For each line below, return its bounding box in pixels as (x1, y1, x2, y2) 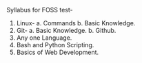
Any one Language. (16, 34, 72, 42)
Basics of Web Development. (16, 48, 99, 56)
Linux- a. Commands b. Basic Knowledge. (16, 19, 136, 27)
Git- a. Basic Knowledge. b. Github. (16, 27, 116, 34)
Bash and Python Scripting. (16, 41, 94, 49)
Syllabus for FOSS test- (6, 6, 73, 14)
